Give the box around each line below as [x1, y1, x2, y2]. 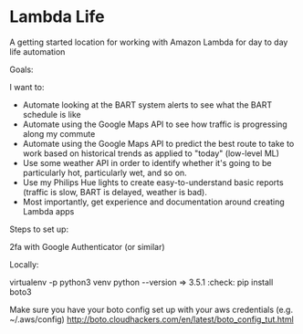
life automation [9, 46, 66, 57]
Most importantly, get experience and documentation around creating [22, 196, 285, 207]
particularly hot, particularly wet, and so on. [22, 167, 187, 178]
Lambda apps [22, 205, 75, 216]
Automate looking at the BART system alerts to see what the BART [22, 99, 272, 110]
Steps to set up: [9, 224, 69, 235]
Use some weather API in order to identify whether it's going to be [22, 157, 272, 168]
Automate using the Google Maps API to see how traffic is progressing [22, 119, 287, 130]
